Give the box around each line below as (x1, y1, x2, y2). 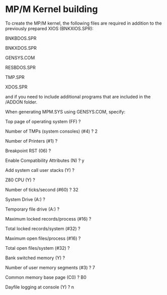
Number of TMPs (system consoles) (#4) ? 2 (5, 128, 98, 134)
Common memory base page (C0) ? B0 (5, 274, 87, 280)
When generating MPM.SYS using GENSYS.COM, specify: (5, 109, 126, 115)
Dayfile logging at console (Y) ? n (5, 284, 74, 290)
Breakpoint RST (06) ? (5, 147, 51, 154)
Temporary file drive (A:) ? (5, 206, 59, 212)
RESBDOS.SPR (5, 64, 36, 70)
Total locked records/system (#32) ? (5, 225, 80, 232)
